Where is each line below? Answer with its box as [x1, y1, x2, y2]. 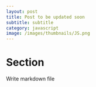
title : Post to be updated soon [6, 14, 85, 20]
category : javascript [6, 25, 59, 31]
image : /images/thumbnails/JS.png [6, 31, 91, 36]
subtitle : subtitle [6, 19, 54, 25]
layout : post [6, 8, 38, 15]
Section [6, 56, 44, 69]
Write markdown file [6, 75, 55, 82]
